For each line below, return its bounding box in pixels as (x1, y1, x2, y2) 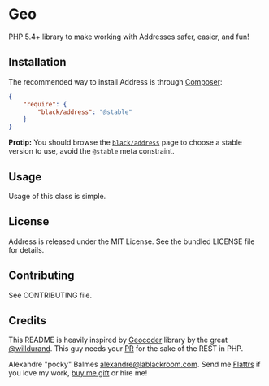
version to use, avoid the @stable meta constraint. (8, 146, 175, 156)
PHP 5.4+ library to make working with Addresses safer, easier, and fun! (8, 32, 249, 41)
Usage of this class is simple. (8, 191, 106, 201)
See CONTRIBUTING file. (8, 290, 92, 300)
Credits (8, 314, 47, 327)
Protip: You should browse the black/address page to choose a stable (8, 137, 242, 147)
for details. (8, 245, 45, 254)
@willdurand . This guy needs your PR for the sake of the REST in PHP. (8, 344, 244, 353)
